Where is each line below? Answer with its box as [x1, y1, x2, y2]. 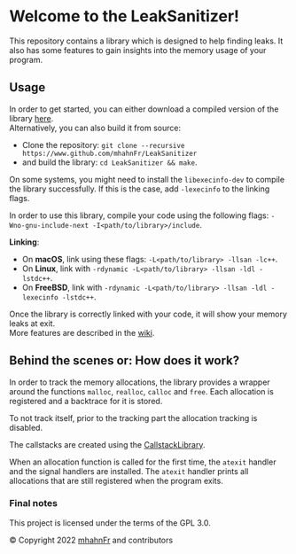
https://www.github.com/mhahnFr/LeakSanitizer [21, 149, 198, 158]
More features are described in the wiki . [9, 327, 155, 338]
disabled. [9, 422, 43, 433]
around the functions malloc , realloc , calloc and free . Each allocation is [9, 386, 275, 396]
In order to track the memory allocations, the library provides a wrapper [9, 377, 270, 387]
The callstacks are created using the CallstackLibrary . [9, 439, 206, 449]
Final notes [9, 497, 58, 510]
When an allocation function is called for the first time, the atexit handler [9, 456, 277, 467]
